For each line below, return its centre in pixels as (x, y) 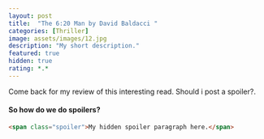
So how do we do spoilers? (54, 110)
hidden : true (30, 61)
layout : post (30, 16)
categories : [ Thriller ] (49, 31)
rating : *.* (28, 69)
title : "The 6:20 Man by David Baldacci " (83, 23)
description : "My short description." (74, 46)
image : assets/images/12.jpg (58, 38)
